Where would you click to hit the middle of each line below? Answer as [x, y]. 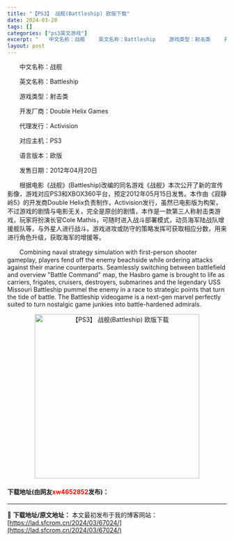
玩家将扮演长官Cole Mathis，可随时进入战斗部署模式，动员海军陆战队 [119, 220]
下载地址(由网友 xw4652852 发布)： [58, 492]
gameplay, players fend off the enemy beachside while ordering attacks [110, 260]
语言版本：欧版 [41, 155]
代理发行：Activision [49, 126]
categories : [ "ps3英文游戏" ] [47, 33]
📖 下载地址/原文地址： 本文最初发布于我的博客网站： [83, 515]
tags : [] [20, 26]
